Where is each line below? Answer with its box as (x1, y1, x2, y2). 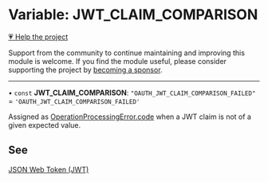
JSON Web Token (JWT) (8, 164, 89, 174)
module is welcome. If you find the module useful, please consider (8, 56, 227, 65)
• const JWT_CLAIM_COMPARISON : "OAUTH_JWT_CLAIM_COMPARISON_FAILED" (8, 88, 256, 97)
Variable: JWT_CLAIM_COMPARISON (8, 6, 258, 24)
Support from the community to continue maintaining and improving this (8, 48, 246, 57)
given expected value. (8, 120, 81, 129)
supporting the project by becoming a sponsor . (8, 65, 163, 74)
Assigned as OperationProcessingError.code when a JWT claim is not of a (8, 112, 251, 121)
